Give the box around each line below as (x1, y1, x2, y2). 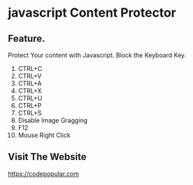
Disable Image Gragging (17, 116, 88, 124)
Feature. (8, 33, 45, 45)
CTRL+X (17, 87, 43, 95)
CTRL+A (17, 79, 43, 88)
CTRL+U (17, 94, 43, 102)
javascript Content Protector (8, 5, 176, 21)
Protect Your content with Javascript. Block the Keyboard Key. (8, 51, 187, 59)
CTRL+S (17, 109, 43, 117)
